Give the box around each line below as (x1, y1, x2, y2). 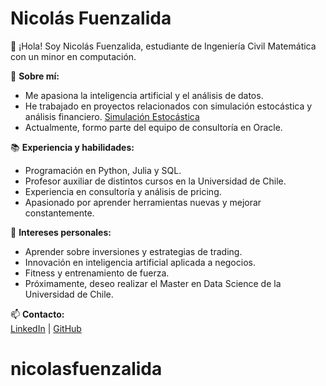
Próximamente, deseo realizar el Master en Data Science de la (24, 277, 282, 289)
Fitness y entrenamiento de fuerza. (24, 267, 170, 279)
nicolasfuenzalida (10, 358, 163, 381)
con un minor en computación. (10, 50, 137, 62)
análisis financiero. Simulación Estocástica (24, 110, 200, 122)
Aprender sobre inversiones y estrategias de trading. (24, 245, 243, 257)
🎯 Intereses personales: (10, 226, 112, 238)
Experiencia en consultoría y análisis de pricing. (24, 185, 222, 197)
